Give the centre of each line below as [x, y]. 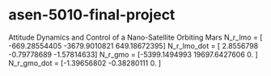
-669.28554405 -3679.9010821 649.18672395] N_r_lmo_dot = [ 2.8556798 [133, 45]
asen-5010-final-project [92, 15]
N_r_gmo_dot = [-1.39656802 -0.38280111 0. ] [85, 63]
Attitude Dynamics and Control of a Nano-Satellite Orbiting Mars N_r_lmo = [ [135, 37]
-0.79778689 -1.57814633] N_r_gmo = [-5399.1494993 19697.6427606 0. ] [133, 54]
